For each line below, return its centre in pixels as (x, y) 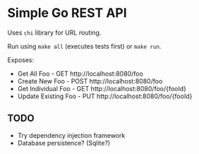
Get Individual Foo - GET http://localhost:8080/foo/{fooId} (102, 88)
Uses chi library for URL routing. (54, 32)
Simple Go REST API (67, 13)
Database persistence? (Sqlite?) (64, 143)
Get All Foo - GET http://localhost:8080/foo (80, 73)
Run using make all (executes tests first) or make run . (84, 46)
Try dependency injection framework (71, 135)
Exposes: (20, 60)
